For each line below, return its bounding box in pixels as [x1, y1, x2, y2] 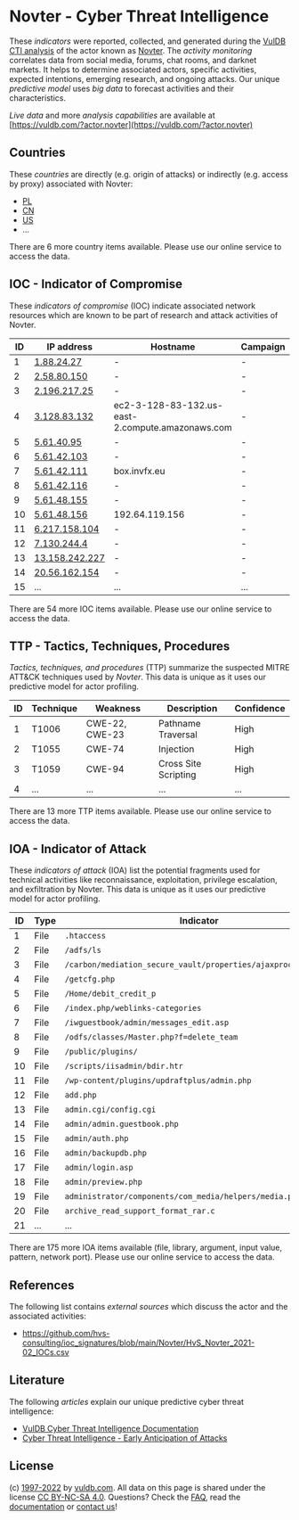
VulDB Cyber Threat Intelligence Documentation [21, 1423, 199, 1434]
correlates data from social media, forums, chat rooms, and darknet [9, 54, 257, 65]
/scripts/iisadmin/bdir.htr [64, 1061, 184, 1072]
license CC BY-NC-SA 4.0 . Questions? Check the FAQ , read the [9, 1491, 241, 1502]
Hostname [150, 341, 196, 353]
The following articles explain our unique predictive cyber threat [9, 1396, 245, 1407]
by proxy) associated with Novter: [9, 178, 133, 189]
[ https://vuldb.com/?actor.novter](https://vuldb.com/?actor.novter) [9, 119, 254, 130]
